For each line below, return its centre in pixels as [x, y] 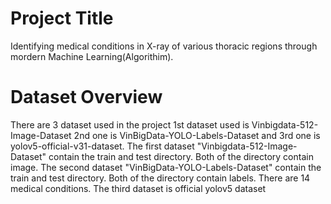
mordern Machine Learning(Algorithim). [92, 56]
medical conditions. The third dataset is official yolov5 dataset [138, 188]
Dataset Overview [86, 97]
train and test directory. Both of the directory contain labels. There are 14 [160, 178]
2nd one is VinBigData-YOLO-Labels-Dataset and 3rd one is [197, 135]
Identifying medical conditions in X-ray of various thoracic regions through [164, 46]
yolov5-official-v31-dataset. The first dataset [102, 146]
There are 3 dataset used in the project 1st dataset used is [130, 124]
